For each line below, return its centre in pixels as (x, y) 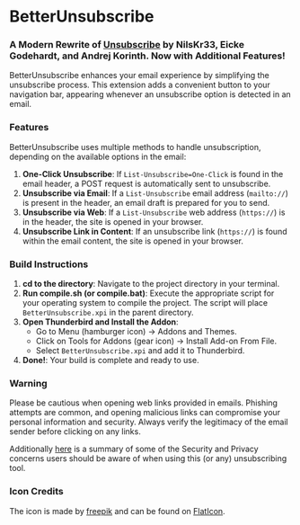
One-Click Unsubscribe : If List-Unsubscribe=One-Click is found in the (153, 174)
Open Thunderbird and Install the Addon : (100, 322)
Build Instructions (49, 264)
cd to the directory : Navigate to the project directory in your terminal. (151, 284)
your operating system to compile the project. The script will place (145, 303)
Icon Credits (37, 492)
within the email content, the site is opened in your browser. (133, 241)
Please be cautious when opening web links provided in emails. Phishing (144, 403)
